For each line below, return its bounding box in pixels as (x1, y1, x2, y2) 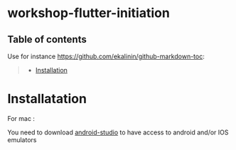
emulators (7, 135, 37, 144)
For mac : (7, 114, 36, 122)
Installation (35, 66, 68, 74)
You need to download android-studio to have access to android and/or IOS (7, 128, 229, 136)
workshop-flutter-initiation (7, 5, 171, 21)
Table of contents (7, 33, 87, 45)
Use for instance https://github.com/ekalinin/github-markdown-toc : (7, 52, 205, 60)
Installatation (7, 91, 87, 107)
